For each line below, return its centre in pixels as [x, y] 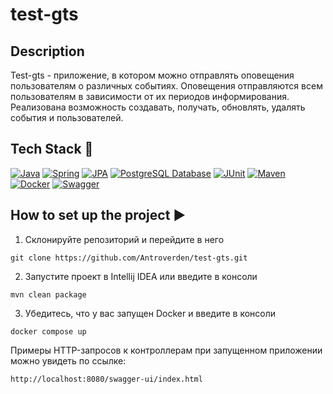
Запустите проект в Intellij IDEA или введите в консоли [141, 276]
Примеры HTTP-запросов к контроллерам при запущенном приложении [166, 350]
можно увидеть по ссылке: [68, 360]
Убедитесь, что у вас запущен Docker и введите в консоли [150, 313]
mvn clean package [48, 294]
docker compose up [48, 331]
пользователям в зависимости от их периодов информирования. [150, 96]
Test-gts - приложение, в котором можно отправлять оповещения [152, 75]
